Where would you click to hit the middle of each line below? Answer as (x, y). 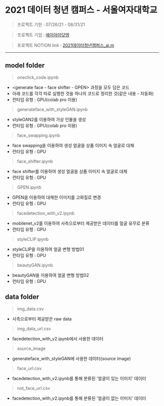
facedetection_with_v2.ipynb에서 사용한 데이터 (58, 339)
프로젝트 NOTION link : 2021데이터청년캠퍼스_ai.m (66, 45)
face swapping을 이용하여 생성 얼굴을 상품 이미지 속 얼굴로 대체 (73, 145)
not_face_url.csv (33, 388)
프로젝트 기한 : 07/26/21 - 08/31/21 (51, 24)
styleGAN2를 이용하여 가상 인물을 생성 (49, 119)
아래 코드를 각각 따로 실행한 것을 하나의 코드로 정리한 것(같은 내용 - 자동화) (83, 93)
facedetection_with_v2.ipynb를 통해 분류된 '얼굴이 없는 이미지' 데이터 (79, 398)
